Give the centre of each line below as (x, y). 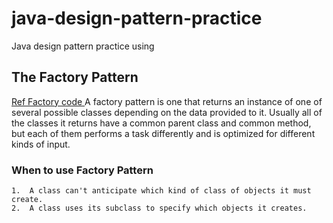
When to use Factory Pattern (82, 170)
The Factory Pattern (75, 77)
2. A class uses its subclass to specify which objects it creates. (159, 208)
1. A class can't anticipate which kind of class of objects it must (161, 191)
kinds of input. (41, 144)
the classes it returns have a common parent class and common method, (161, 123)
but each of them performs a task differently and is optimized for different (163, 133)
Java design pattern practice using (83, 46)
